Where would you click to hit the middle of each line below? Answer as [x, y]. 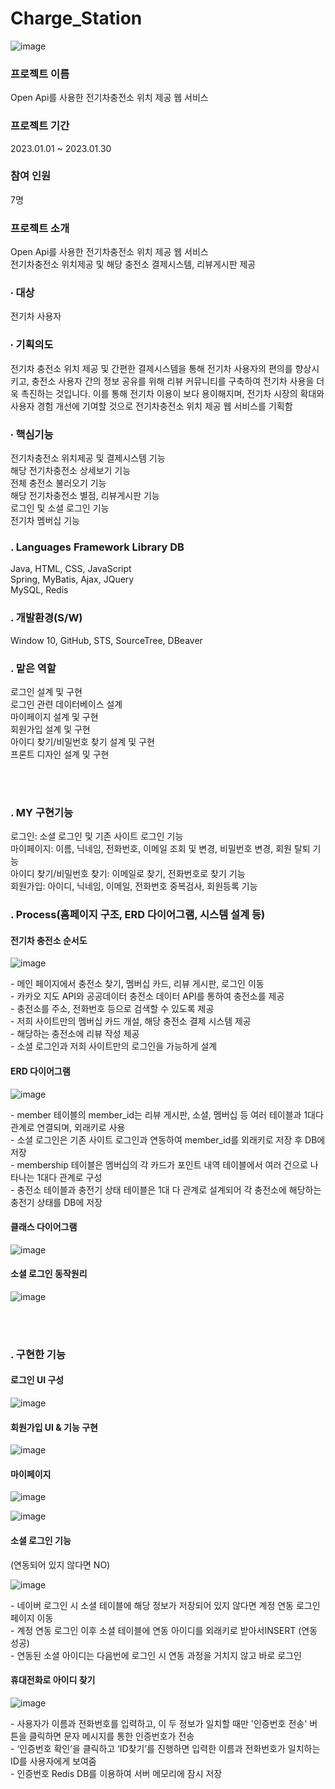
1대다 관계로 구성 [69, 1177]
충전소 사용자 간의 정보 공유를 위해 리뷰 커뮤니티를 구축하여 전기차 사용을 [173, 381]
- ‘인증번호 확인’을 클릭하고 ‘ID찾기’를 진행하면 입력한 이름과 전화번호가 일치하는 [165, 1748]
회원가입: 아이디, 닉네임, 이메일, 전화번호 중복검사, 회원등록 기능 [134, 886]
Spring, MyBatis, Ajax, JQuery [72, 579]
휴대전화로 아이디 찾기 [53, 1680]
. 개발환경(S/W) [46, 618]
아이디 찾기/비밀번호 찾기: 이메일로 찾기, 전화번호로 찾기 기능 [128, 874]
